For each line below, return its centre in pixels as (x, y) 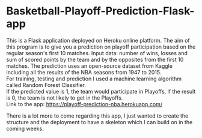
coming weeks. (25, 128)
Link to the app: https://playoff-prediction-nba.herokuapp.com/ (84, 104)
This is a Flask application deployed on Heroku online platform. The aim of (98, 40)
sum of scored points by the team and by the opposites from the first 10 (95, 59)
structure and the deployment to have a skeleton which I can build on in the (99, 122)
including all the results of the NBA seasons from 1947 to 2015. (84, 72)
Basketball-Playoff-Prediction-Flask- (100, 11)
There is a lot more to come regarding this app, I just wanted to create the (97, 116)
